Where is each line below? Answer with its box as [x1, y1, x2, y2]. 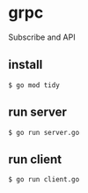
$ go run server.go [8, 128, 80, 137]
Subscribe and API [8, 32, 76, 42]
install [8, 57, 43, 72]
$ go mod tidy [8, 80, 61, 90]
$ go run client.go [8, 175, 80, 184]
